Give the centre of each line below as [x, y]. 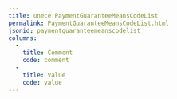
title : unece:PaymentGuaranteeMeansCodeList [83, 16]
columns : [23, 38]
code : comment [46, 61]
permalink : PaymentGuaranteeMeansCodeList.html [89, 23]
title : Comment [48, 53]
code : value [42, 82]
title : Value [44, 75]
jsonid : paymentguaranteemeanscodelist [75, 30]
